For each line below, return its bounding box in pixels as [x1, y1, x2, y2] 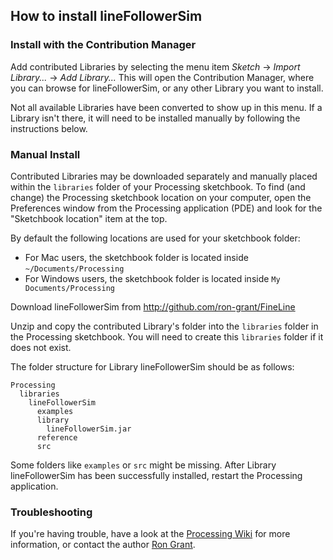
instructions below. [10, 122, 88, 134]
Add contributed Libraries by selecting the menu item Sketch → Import [10, 60, 301, 73]
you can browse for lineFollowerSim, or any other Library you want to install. [10, 82, 324, 94]
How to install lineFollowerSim [10, 8, 203, 25]
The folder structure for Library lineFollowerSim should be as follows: [10, 360, 295, 373]
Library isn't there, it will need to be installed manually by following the [10, 112, 301, 124]
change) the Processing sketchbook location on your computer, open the [10, 191, 312, 203]
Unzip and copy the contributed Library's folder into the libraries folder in [10, 320, 319, 332]
